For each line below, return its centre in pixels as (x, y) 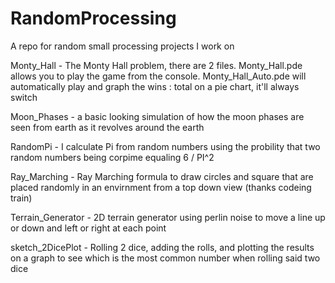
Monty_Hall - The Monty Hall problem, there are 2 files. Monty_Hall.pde (156, 65)
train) (21, 198)
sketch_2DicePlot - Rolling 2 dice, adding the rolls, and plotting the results (162, 247)
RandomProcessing (93, 18)
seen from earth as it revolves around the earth (107, 127)
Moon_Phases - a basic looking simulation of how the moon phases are (157, 116)
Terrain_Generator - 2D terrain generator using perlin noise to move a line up (168, 217)
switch (24, 97)
